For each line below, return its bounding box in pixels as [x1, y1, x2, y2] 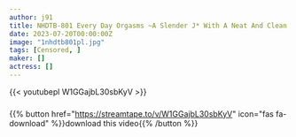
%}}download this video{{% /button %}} [51, 118, 199, 128]
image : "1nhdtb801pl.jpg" [9, 37, 105, 47]
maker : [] [9, 54, 46, 63]
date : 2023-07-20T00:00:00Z [9, 29, 113, 38]
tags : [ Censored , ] [9, 46, 82, 55]
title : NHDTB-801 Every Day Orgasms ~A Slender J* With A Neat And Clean [9, 21, 288, 30]
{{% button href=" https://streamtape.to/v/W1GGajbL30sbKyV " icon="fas [9, 108, 275, 119]
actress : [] [9, 63, 53, 72]
